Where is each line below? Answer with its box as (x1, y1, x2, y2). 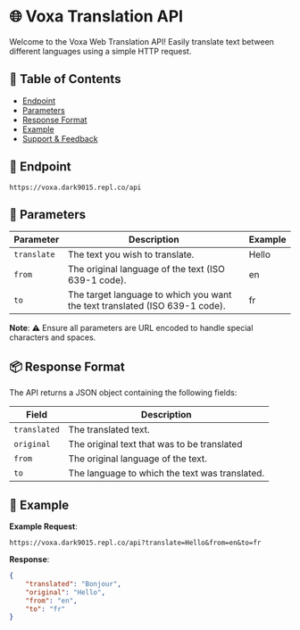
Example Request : (9, 521, 79, 532)
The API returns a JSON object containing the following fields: (9, 387, 237, 398)
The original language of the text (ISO (67, 263, 226, 276)
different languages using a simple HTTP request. (9, 46, 192, 56)
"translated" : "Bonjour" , (25, 579, 122, 588)
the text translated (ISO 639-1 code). (67, 300, 226, 312)
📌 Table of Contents (9, 71, 121, 87)
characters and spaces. (9, 332, 96, 343)
